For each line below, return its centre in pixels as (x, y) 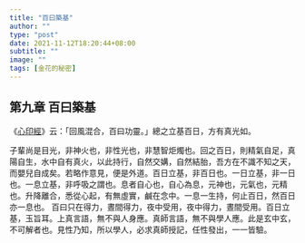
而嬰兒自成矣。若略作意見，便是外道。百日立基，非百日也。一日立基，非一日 (152, 172)
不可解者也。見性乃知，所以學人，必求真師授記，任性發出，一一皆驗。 (141, 229)
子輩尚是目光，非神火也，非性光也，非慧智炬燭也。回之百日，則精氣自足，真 (152, 150)
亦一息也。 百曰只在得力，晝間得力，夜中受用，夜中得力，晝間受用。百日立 (150, 207)
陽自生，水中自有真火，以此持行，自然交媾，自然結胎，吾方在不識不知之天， (152, 161)
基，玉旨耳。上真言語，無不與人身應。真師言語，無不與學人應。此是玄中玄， (152, 218)
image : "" (28, 60)
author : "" (30, 26)
